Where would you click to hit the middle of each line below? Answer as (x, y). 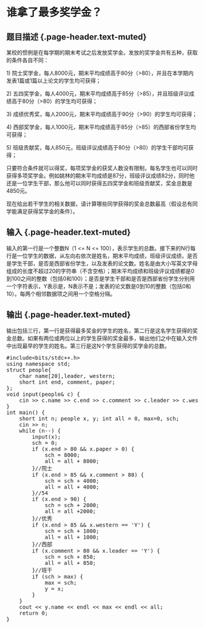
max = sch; (61, 582)
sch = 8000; (62, 455)
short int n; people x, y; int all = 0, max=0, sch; (99, 418)
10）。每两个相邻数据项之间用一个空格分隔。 (61, 294)
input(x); (46, 436)
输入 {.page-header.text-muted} (69, 233)
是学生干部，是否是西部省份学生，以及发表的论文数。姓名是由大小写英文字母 (102, 263)
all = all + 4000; (72, 487)
